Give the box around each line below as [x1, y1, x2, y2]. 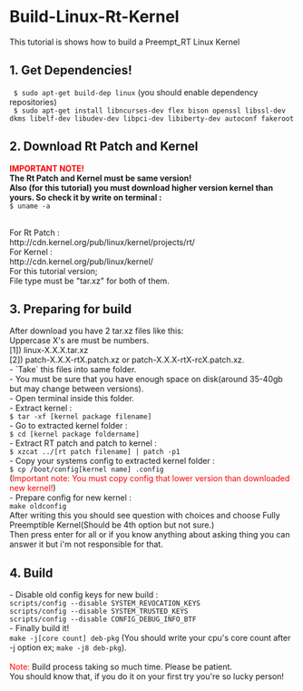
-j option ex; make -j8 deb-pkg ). [9, 642, 127, 653]
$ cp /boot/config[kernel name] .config [9, 465, 165, 474]
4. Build [9, 565, 54, 580]
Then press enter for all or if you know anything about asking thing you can [9, 529, 290, 540]
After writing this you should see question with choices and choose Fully [9, 510, 281, 521]
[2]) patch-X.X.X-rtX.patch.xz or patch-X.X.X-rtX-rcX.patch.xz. [9, 354, 245, 365]
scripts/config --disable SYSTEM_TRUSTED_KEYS [9, 607, 189, 617]
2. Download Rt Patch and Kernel [9, 139, 199, 154]
